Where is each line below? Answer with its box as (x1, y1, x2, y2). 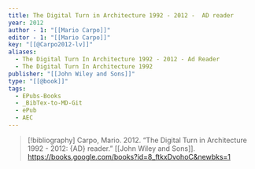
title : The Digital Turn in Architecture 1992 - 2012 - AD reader (8, 11, 235, 20)
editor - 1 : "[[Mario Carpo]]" (8, 33, 111, 42)
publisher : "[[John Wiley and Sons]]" (8, 70, 135, 78)
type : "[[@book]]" (8, 77, 68, 85)
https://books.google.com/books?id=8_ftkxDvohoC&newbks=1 (27, 152, 231, 161)
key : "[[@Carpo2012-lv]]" (8, 41, 93, 49)
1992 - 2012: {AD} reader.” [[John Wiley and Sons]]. (27, 143, 195, 153)
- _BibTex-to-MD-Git (15, 99, 83, 107)
